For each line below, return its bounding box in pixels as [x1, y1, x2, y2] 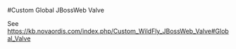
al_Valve [7, 34, 31, 43]
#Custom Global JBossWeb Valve [7, 6, 104, 14]
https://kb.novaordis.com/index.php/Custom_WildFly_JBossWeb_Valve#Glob [7, 27, 229, 35]
